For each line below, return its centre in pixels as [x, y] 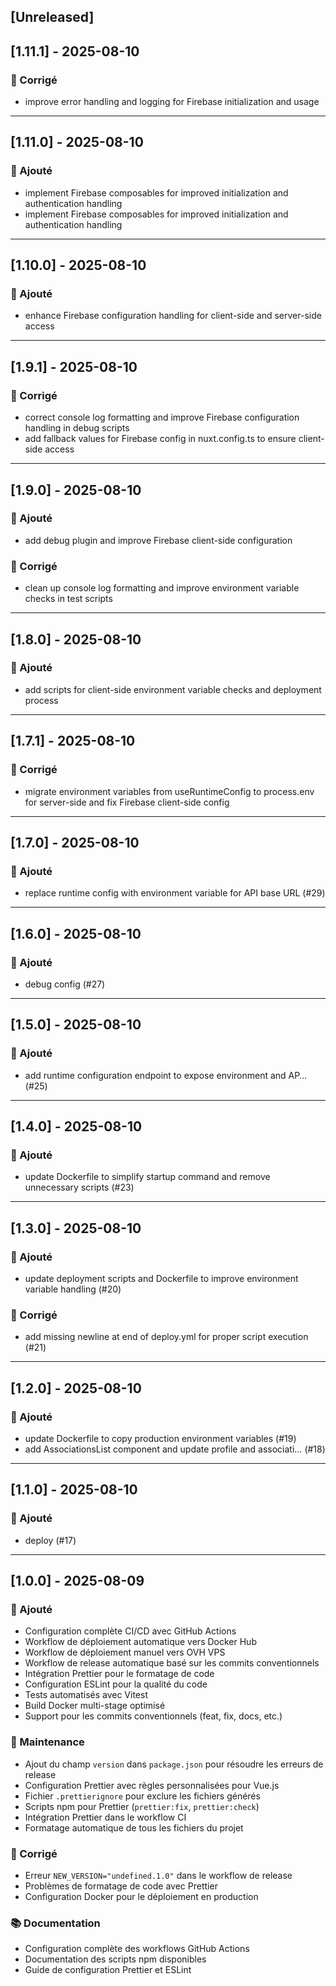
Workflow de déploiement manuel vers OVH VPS [125, 1652]
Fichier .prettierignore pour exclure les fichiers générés [142, 1796]
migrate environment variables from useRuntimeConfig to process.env [169, 791]
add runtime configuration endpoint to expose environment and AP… [165, 1075]
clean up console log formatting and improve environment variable [162, 588]
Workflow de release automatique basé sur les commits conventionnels [172, 1663]
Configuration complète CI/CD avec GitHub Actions [130, 1631]
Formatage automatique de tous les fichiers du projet [134, 1827]
